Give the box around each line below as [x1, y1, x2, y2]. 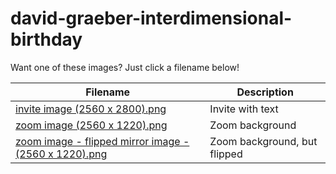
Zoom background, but [209, 134, 318, 148]
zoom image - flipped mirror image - [15, 134, 190, 148]
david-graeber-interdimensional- [10, 7, 293, 30]
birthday [10, 28, 83, 51]
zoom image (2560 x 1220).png [15, 118, 168, 132]
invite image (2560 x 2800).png [15, 102, 167, 116]
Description [236, 85, 294, 99]
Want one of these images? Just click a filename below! [10, 61, 240, 73]
